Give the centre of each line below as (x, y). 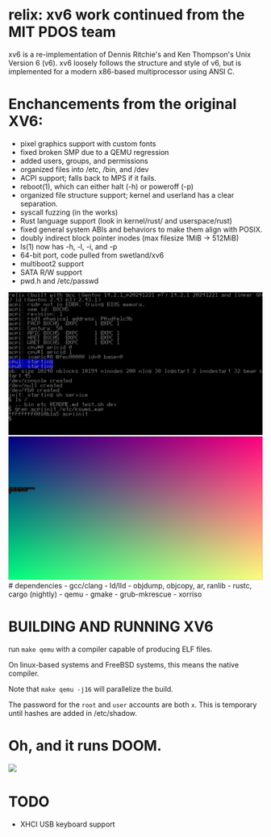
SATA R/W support (51, 272)
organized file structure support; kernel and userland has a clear (127, 195)
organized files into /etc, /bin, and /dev (84, 169)
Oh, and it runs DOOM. (85, 746)
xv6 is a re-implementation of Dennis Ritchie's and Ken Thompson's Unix (130, 54)
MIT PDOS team (62, 32)
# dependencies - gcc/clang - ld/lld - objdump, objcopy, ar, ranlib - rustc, (130, 585)
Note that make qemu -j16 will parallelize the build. (91, 688)
